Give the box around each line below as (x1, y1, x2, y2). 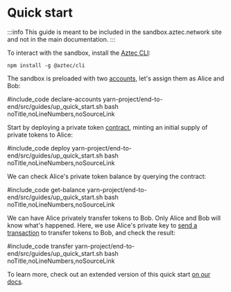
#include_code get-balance (7, 185, 86, 194)
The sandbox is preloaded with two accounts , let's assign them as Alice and (7, 74, 224, 83)
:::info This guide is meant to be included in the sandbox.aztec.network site (7, 28, 222, 36)
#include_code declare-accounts (7, 95, 102, 103)
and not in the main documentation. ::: (7, 35, 116, 43)
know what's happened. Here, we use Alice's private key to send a (7, 221, 198, 230)
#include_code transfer (7, 241, 74, 250)
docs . (7, 277, 24, 286)
